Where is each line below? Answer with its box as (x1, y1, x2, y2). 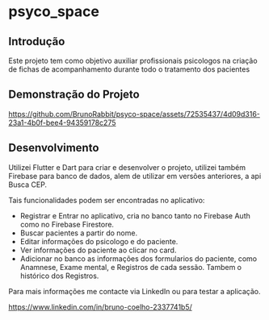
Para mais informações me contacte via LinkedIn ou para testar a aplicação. (8, 286, 261, 296)
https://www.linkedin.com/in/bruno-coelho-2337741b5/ (8, 301, 192, 312)
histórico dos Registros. (19, 271, 99, 281)
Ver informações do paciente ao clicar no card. (19, 245, 177, 255)
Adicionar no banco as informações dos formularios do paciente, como (19, 253, 258, 264)
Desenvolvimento (8, 141, 99, 155)
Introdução (8, 35, 65, 48)
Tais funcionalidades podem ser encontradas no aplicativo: (8, 195, 205, 205)
